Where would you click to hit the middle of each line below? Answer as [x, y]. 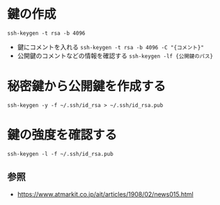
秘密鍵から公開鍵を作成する [87, 87]
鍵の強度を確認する [62, 135]
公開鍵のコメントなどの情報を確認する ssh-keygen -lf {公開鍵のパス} [115, 56]
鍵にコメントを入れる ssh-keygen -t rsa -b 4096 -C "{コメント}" [110, 47]
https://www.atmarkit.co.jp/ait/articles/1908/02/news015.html [105, 194]
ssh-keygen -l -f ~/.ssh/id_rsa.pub [60, 154]
